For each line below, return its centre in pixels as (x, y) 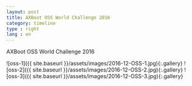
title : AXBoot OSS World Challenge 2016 (59, 18)
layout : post (23, 12)
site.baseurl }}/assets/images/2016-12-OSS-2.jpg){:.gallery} (108, 70)
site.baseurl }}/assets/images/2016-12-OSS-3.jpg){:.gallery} (108, 76)
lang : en (19, 35)
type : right (23, 29)
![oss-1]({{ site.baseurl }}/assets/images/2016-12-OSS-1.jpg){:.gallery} (94, 64)
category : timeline (31, 23)
